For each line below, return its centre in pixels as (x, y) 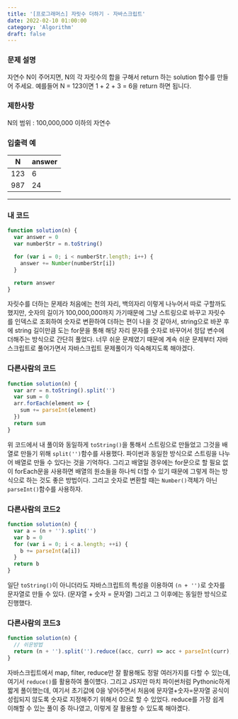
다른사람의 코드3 (34, 623)
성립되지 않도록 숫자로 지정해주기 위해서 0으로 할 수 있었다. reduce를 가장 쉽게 (116, 699)
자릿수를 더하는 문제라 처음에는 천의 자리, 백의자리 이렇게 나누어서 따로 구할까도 (117, 304)
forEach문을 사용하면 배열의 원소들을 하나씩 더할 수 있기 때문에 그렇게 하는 (118, 471)
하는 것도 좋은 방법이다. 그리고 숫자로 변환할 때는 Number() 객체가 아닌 (122, 480)
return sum (30, 423)
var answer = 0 (36, 238)
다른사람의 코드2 (34, 509)
